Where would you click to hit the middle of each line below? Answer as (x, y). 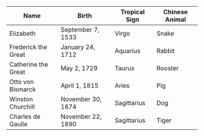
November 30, (81, 99)
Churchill (22, 107)
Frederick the (28, 47)
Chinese (175, 12)
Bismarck (23, 89)
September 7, (80, 30)
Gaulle (19, 124)
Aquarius (127, 51)
